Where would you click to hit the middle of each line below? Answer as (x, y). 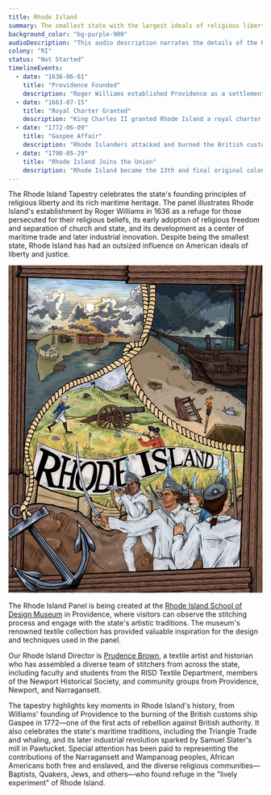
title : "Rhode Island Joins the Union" (90, 161)
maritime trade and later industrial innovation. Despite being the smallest (129, 237)
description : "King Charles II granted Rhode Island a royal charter (142, 119)
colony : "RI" (30, 51)
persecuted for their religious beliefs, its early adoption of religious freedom (134, 220)
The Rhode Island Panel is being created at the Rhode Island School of (125, 605)
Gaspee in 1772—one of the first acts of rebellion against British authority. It (134, 722)
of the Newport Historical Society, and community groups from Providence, (134, 681)
